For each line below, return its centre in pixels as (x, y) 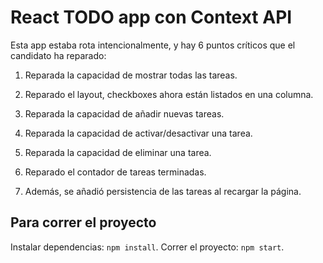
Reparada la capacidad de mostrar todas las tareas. (131, 75)
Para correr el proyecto (83, 222)
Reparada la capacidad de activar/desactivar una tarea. (138, 133)
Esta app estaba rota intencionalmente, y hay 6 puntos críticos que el (153, 45)
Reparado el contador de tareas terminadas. (115, 172)
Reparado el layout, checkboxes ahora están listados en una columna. (169, 94)
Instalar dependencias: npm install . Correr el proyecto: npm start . (147, 247)
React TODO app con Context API (151, 17)
